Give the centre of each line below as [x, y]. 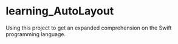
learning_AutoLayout [60, 11]
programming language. [36, 34]
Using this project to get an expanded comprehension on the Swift [89, 28]
